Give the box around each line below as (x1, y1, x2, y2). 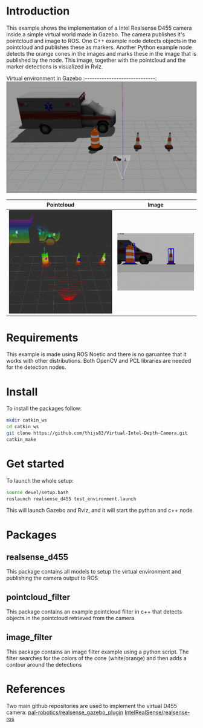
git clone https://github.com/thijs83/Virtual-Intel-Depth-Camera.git (6, 430, 188, 437)
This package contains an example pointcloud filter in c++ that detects (6, 608, 182, 615)
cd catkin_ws (6, 424, 39, 430)
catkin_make (6, 436, 36, 443)
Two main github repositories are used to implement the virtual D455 (6, 703, 177, 710)
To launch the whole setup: (6, 477, 74, 484)
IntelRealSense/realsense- (124, 709, 190, 716)
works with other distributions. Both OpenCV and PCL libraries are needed (6, 357, 192, 365)
